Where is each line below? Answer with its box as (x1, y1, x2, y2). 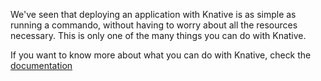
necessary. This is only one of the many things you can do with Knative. (10, 30, 307, 41)
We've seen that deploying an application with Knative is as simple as (10, 9, 297, 20)
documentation (10, 60, 73, 71)
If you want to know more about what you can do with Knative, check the (10, 49, 312, 61)
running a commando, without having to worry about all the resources (10, 19, 298, 31)
